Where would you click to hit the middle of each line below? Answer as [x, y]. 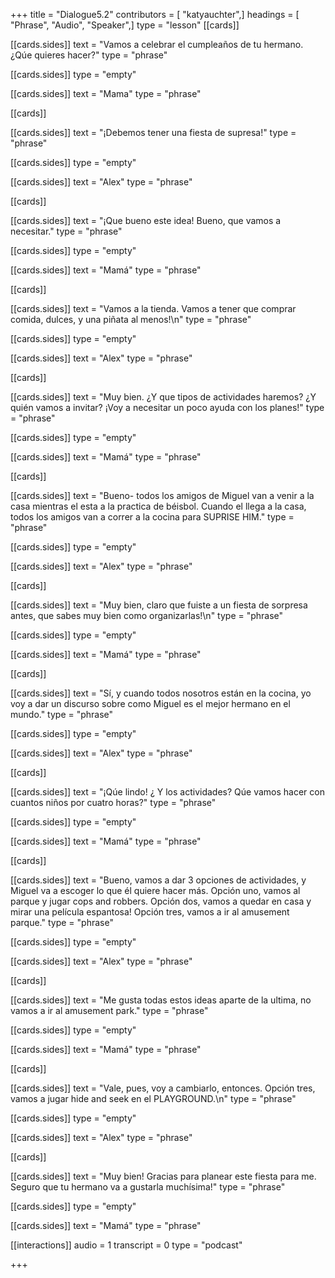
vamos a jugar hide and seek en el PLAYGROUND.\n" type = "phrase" [153, 1098]
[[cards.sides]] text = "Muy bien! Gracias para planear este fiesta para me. [163, 1176]
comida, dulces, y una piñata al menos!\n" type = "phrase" [131, 319]
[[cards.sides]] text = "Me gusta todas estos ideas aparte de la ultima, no [161, 1000]
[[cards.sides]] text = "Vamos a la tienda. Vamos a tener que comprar [153, 308]
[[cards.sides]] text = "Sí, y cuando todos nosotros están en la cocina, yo [161, 693]
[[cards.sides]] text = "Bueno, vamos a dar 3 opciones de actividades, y [158, 880]
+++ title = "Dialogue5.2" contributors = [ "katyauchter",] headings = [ [155, 14]
